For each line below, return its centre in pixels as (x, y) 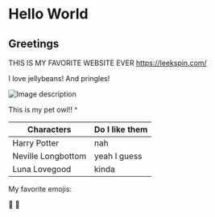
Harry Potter (36, 143)
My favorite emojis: (40, 189)
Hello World (48, 14)
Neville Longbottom (50, 156)
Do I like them (121, 129)
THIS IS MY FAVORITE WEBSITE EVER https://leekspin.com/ (107, 63)
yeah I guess (118, 156)
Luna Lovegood (42, 169)
